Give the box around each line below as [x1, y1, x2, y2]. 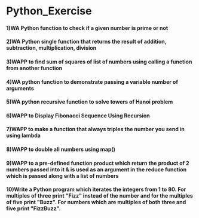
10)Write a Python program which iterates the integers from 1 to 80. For [6, 186, 186, 193]
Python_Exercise [6, 4, 92, 18]
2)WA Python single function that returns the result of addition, [6, 38, 167, 46]
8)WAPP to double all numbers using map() [6, 146, 115, 153]
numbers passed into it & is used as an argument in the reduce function [6, 166, 187, 173]
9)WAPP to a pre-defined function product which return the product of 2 [6, 159, 189, 166]
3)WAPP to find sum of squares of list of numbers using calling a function [6, 58, 192, 65]
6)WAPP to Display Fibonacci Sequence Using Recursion [6, 112, 151, 119]
